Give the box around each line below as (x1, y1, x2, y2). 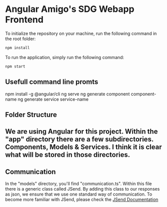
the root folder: (5, 36, 36, 42)
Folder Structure (5, 110, 57, 119)
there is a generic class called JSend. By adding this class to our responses (5, 186, 160, 192)
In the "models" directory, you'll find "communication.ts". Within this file (5, 181, 152, 187)
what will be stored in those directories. (5, 150, 130, 159)
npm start (5, 64, 26, 69)
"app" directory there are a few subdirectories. (5, 135, 154, 143)
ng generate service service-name (17, 96, 89, 102)
